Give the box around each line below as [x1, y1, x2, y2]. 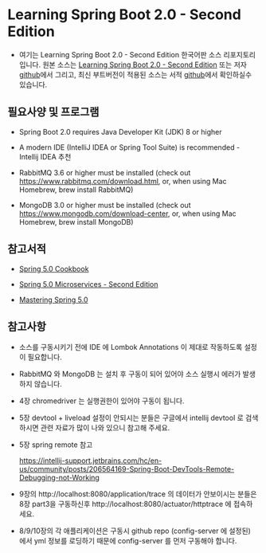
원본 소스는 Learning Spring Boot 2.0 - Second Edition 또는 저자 [42, 60, 248, 69]
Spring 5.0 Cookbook [18, 264, 89, 273]
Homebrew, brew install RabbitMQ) [18, 185, 134, 194]
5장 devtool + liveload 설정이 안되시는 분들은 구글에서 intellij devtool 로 [18, 413, 244, 423]
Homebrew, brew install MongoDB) [18, 217, 134, 226]
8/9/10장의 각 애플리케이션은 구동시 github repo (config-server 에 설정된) [18, 526, 252, 535]
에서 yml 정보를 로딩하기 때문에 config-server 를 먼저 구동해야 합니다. [18, 536, 237, 546]
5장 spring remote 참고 [18, 440, 93, 449]
